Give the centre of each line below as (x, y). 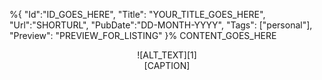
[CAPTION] (167, 65)
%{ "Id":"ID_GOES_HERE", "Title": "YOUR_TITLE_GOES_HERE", (137, 14)
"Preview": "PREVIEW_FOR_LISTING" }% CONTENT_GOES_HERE (143, 35)
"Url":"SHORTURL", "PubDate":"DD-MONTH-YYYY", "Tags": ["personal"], (161, 25)
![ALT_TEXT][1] (167, 55)
